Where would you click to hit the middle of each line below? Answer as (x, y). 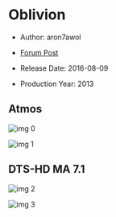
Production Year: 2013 (57, 84)
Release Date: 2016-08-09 (64, 68)
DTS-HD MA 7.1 (47, 169)
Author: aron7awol (50, 37)
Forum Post (39, 52)
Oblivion (37, 15)
